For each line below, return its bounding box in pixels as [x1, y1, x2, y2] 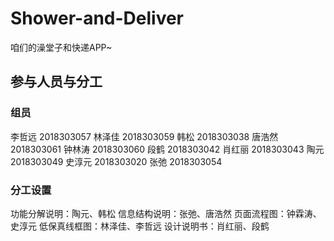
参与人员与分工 [10, 73, 103, 91]
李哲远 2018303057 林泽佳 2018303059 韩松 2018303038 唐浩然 [10, 130, 279, 142]
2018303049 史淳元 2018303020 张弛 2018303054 [10, 155, 223, 167]
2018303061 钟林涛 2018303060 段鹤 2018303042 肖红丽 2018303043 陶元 [10, 143, 325, 155]
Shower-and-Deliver [10, 7, 185, 30]
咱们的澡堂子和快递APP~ [10, 41, 113, 53]
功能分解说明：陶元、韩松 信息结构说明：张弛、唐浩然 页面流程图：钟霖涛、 [10, 207, 322, 219]
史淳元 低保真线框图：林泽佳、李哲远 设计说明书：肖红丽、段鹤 [10, 220, 270, 232]
